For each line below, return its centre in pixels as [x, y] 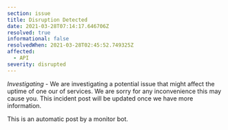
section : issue [29, 13]
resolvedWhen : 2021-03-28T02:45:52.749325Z [71, 45]
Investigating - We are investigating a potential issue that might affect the [111, 83]
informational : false [38, 39]
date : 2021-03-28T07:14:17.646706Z [58, 26]
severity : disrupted [37, 64]
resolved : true [29, 32]
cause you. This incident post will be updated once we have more [100, 98]
